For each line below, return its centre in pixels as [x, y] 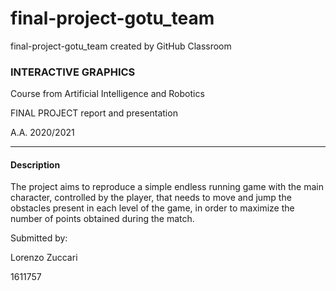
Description [35, 164]
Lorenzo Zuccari [44, 258]
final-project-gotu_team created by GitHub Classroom [121, 46]
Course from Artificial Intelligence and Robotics [107, 94]
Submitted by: [39, 238]
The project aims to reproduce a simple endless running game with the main [167, 187]
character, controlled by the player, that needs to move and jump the [151, 198]
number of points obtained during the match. [102, 219]
